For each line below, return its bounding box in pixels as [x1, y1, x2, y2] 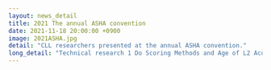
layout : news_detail [8, 11, 78, 20]
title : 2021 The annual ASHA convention [8, 19, 147, 27]
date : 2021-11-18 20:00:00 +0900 [8, 27, 121, 35]
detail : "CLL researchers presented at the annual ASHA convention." [8, 42, 248, 50]
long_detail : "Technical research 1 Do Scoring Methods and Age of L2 [8, 49, 251, 57]
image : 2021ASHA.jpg [8, 34, 78, 43]
